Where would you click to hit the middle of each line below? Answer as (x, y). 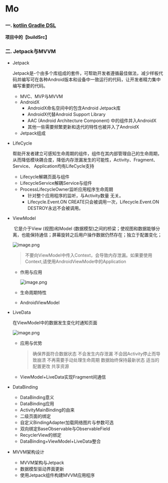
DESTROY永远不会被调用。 (55, 208)
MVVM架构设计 (28, 452)
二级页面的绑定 (35, 416)
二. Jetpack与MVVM (31, 52)
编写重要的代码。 (30, 85)
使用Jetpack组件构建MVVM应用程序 (57, 475)
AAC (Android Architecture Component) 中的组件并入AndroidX (92, 120)
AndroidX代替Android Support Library (66, 114)
